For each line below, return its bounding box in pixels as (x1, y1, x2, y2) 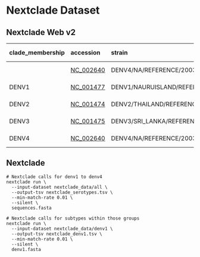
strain (111, 49, 128, 56)
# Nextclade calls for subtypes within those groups (6, 215, 140, 221)
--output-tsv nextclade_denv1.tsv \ (11, 231, 102, 237)
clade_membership (9, 49, 65, 56)
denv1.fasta (11, 246, 42, 252)
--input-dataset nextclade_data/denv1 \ (11, 226, 113, 231)
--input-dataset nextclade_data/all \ (11, 184, 108, 190)
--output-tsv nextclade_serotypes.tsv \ (11, 189, 113, 195)
